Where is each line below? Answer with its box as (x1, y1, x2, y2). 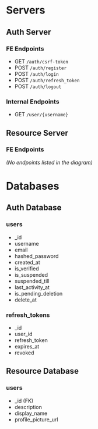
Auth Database (6, 203, 62, 213)
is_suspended (14, 271, 48, 278)
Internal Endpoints (6, 98, 60, 106)
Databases (6, 180, 60, 193)
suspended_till (14, 277, 50, 284)
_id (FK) (14, 397, 34, 404)
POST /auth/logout (14, 83, 62, 90)
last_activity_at (14, 283, 50, 291)
